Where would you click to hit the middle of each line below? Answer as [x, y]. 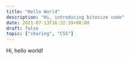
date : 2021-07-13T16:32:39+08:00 [48, 23]
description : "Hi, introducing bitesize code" [65, 17]
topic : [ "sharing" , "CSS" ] [40, 34]
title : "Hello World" [33, 12]
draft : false [22, 28]
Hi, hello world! [25, 50]
